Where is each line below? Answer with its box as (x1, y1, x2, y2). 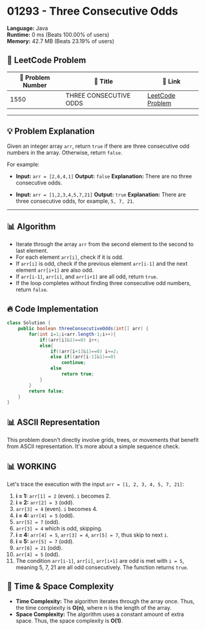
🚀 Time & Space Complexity (7, 581, 114, 592)
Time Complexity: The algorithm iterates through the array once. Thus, (15, 597, 195, 605)
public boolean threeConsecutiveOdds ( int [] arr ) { (18, 325, 149, 332)
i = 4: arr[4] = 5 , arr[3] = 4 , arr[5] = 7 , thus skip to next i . (15, 531, 169, 538)
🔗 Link (162, 77, 181, 85)
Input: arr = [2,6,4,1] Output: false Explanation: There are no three (15, 172, 192, 179)
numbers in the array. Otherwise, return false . (7, 148, 123, 156)
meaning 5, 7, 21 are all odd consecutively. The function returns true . (15, 563, 189, 571)
